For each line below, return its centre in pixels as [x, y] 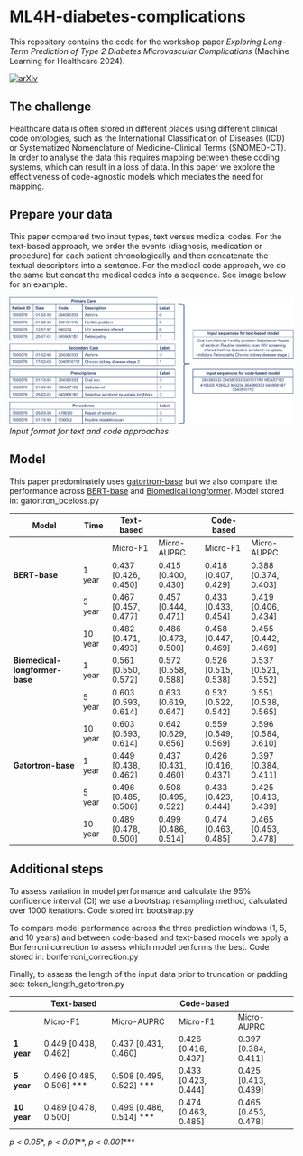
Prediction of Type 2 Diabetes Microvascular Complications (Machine [160, 51]
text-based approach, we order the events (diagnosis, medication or [136, 246]
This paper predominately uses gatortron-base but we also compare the [143, 481]
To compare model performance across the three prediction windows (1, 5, [148, 928]
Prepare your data [61, 214]
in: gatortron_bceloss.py [55, 500]
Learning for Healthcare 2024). [67, 61]
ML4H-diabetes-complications [128, 17]
